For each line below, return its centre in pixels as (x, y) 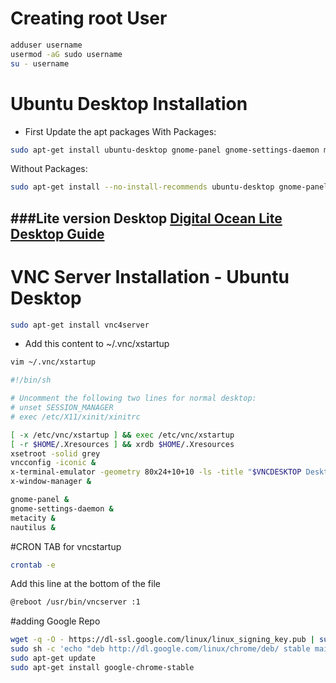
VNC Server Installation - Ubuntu (150, 276)
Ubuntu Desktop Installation (129, 103)
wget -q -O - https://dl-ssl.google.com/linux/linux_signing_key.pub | (162, 640)
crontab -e (33, 565)
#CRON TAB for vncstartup (66, 546)
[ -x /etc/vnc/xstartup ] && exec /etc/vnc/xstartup (122, 435)
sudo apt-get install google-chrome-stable (102, 667)
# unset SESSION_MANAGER (62, 408)
